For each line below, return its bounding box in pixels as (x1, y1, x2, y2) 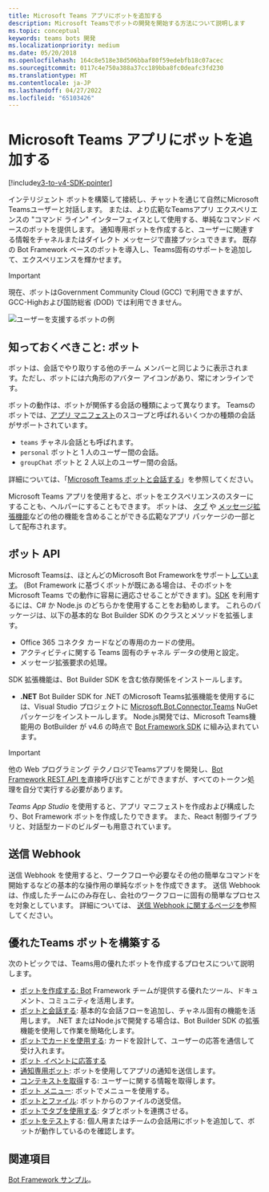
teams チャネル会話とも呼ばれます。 (19, 437, 138, 446)
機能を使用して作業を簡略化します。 (19, 1026, 139, 1035)
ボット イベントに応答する (19, 1056, 106, 1066)
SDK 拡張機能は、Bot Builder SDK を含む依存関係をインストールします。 (8, 674, 247, 684)
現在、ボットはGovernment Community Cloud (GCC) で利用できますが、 (8, 287, 247, 297)
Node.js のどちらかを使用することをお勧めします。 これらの (56, 600, 254, 610)
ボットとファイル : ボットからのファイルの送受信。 (19, 1096, 186, 1106)
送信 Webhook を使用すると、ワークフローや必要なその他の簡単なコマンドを (8, 870, 261, 880)
